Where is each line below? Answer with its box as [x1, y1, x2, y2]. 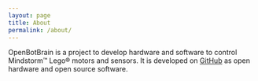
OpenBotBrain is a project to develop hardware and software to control [8, 48, 238, 57]
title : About [8, 19, 51, 27]
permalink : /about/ [8, 26, 72, 34]
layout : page [8, 11, 51, 20]
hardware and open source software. [8, 64, 128, 74]
